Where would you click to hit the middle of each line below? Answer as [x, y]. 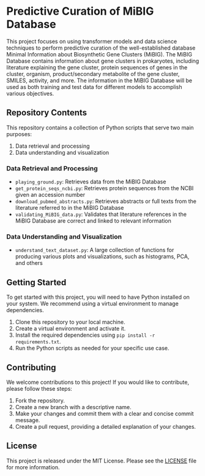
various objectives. [30, 93]
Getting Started [36, 282]
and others [29, 263]
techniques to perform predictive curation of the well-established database [101, 48]
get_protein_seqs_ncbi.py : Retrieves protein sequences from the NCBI [104, 188]
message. [28, 420]
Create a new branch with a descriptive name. [73, 407]
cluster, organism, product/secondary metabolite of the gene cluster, [93, 74]
